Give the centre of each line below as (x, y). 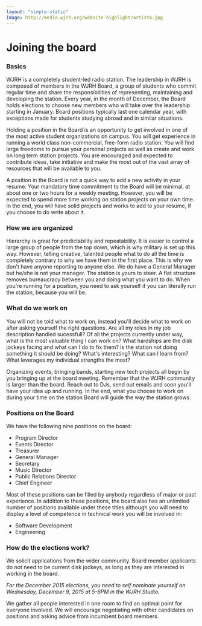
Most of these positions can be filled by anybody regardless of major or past (101, 494)
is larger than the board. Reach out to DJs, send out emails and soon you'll (99, 384)
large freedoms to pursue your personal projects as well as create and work (100, 149)
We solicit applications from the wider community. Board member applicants (101, 561)
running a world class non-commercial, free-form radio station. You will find (100, 142)
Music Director (33, 470)
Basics (16, 66)
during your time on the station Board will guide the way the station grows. (99, 397)
